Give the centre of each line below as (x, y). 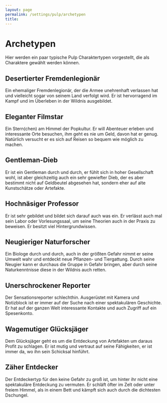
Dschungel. (17, 395)
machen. (14, 144)
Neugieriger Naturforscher (48, 242)
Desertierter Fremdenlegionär (53, 78)
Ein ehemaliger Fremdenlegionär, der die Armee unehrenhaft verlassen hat (82, 91)
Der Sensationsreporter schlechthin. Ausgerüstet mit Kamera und (72, 297)
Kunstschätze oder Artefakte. (35, 188)
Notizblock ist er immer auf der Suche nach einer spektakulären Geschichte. (83, 303)
